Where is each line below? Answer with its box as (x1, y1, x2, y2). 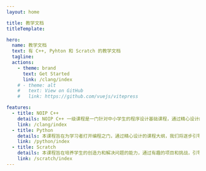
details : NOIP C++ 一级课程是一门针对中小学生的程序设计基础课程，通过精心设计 (17, 115, 199, 122)
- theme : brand (17, 65, 56, 71)
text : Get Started (22, 71, 70, 77)
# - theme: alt (17, 82, 56, 89)
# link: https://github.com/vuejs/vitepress (17, 93, 139, 100)
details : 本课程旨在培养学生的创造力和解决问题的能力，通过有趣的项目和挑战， (17, 150, 193, 156)
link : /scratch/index (17, 156, 72, 162)
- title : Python (12, 127, 53, 133)
